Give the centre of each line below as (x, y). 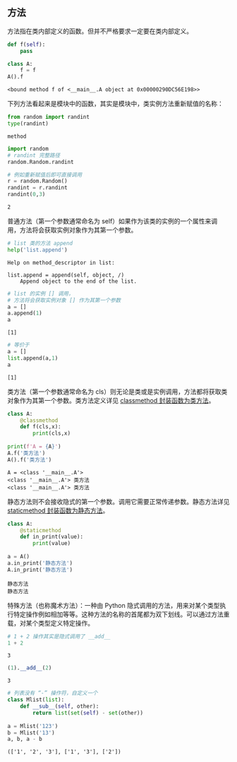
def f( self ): (26, 45)
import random (28, 148)
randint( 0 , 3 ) (26, 194)
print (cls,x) (52, 433)
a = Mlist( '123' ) (33, 726)
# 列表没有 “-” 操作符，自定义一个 (53, 693)
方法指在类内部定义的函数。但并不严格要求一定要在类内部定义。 (100, 31)
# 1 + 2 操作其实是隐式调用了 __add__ (59, 636)
